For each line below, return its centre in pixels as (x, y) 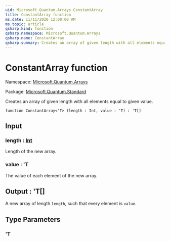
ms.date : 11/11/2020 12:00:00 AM (40, 19)
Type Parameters (33, 220)
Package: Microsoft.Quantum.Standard (46, 91)
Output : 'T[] (25, 192)
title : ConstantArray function (38, 15)
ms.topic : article (25, 24)
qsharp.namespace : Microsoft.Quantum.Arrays (53, 33)
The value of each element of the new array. (51, 175)
